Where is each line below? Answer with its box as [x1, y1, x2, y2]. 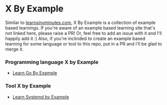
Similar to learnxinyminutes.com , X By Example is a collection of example [5, 19, 156, 25]
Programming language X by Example [5, 58, 98, 65]
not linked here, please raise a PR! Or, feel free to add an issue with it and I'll [5, 30, 162, 36]
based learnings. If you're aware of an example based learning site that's [5, 24, 155, 30]
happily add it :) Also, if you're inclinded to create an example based [5, 35, 145, 41]
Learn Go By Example [12, 70, 57, 76]
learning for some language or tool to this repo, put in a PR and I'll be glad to [5, 40, 162, 46]
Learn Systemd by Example [12, 93, 69, 100]
